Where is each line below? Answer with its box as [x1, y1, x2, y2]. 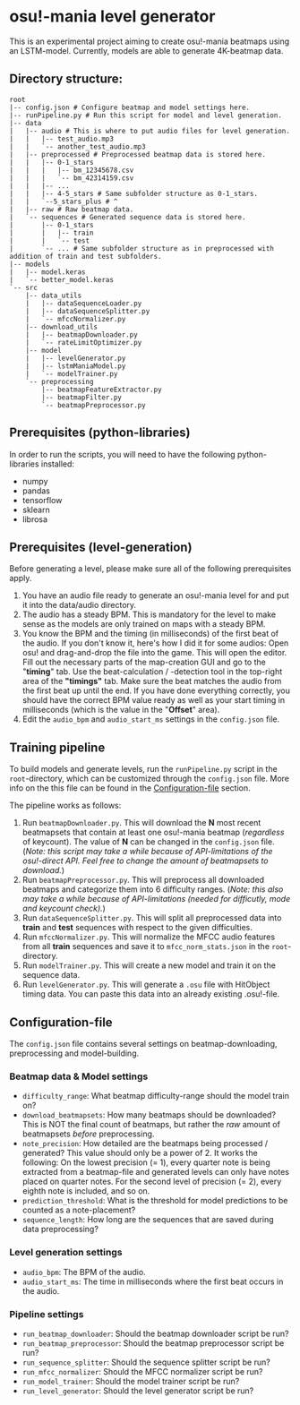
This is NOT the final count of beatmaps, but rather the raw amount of [21, 1119, 280, 1130]
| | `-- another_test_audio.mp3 [9, 141, 146, 151]
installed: [40, 458, 74, 469]
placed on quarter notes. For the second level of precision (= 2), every [21, 1176, 282, 1187]
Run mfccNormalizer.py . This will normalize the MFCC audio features [21, 931, 276, 942]
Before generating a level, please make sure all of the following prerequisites [9, 563, 292, 574]
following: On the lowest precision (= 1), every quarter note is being [21, 1157, 270, 1168]
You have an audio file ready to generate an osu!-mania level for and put [21, 590, 289, 601]
